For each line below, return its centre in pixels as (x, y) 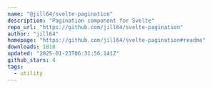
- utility (28, 73)
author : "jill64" (33, 34)
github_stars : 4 (31, 60)
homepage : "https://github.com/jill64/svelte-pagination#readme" (106, 40)
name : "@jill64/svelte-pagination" (60, 14)
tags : (15, 67)
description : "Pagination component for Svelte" (81, 21)
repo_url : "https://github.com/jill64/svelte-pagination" (95, 27)
